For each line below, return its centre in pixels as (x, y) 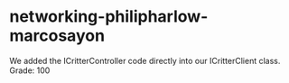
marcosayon (57, 36)
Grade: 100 (30, 70)
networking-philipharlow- (109, 17)
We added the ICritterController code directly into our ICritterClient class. (145, 60)
